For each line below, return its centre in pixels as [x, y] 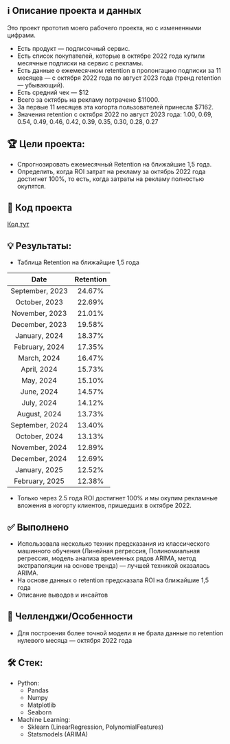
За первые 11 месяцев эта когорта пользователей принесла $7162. [115, 107]
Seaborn [39, 712]
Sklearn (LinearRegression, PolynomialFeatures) [95, 727]
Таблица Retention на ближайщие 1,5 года [78, 262]
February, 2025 [39, 481]
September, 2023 [39, 291]
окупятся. [31, 186]
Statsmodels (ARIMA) [57, 734]
